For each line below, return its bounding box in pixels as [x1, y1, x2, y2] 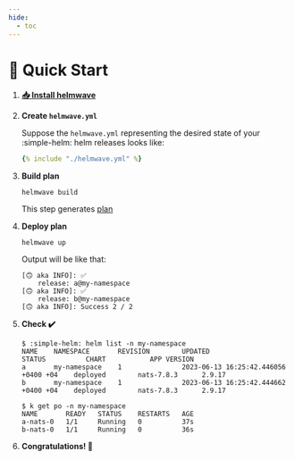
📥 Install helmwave [21, 90, 97, 101]
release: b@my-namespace [38, 295, 131, 304]
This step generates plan [21, 204, 114, 214]
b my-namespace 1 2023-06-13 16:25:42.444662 [21, 379, 287, 388]
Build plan [21, 171, 60, 181]
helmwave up [21, 238, 66, 247]
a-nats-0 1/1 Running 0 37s [21, 417, 194, 427]
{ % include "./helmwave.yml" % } [21, 155, 142, 163]
